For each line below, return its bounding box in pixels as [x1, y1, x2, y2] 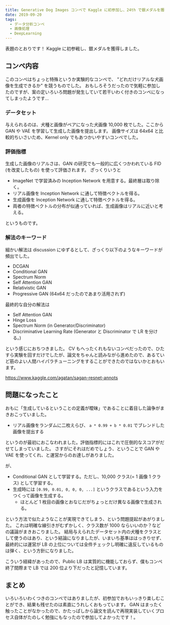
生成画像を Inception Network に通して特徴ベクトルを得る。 [12, 197, 138, 203]
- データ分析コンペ [10, 21, 45, 27]
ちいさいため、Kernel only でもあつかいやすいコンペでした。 [14, 134, 141, 140]
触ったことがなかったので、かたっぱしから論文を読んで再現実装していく [5, 608, 156, 614]
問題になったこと [5, 391, 59, 399]
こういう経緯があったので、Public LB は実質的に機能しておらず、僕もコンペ [5, 558, 163, 564]
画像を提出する [12, 428, 44, 434]
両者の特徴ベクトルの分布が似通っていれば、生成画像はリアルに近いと [12, 203, 159, 209]
